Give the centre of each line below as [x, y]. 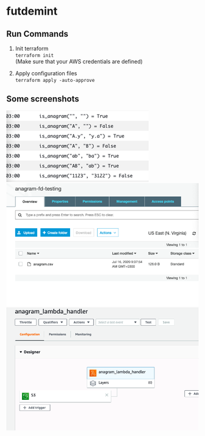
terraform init [34, 56]
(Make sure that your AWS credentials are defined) [79, 61]
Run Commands [37, 34]
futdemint [32, 11]
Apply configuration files [46, 73]
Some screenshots [43, 99]
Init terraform [32, 48]
